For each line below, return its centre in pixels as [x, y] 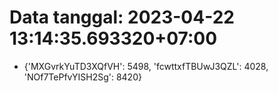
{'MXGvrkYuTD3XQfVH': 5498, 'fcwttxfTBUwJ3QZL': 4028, [146, 66]
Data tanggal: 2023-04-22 [122, 17]
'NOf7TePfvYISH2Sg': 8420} [82, 77]
